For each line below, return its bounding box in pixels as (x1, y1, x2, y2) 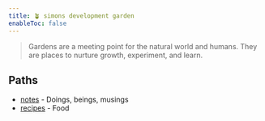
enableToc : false (8, 19, 67, 27)
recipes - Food (19, 103, 70, 113)
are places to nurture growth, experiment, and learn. (28, 50, 203, 60)
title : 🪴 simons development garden (8, 11, 135, 20)
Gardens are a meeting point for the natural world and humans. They (28, 41, 258, 51)
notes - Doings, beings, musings (19, 94, 129, 105)
